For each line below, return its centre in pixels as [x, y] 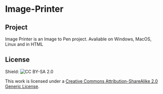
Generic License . [22, 86]
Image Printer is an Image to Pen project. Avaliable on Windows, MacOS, [78, 39]
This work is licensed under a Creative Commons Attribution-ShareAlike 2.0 [81, 81]
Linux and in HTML [24, 44]
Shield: [12, 71]
